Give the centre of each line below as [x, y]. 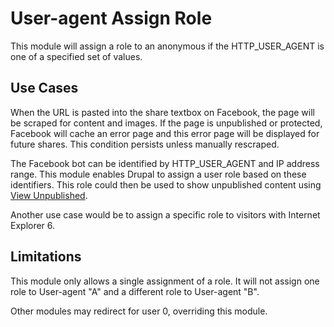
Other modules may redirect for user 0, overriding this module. [139, 311]
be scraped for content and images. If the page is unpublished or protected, [166, 123]
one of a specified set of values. [76, 56]
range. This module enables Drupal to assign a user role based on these [158, 174]
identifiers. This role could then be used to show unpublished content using [166, 184]
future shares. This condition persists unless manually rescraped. [145, 144]
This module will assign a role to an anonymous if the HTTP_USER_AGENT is [167, 46]
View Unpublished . [49, 195]
